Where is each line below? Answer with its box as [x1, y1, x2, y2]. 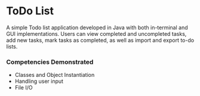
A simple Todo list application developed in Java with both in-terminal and [6, 24, 188, 31]
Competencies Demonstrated [6, 58, 94, 66]
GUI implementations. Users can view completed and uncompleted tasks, [6, 30, 187, 37]
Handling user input [14, 78, 64, 85]
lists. [6, 43, 18, 50]
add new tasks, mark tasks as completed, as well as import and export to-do [6, 36, 195, 44]
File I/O [14, 84, 33, 91]
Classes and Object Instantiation [14, 72, 95, 79]
